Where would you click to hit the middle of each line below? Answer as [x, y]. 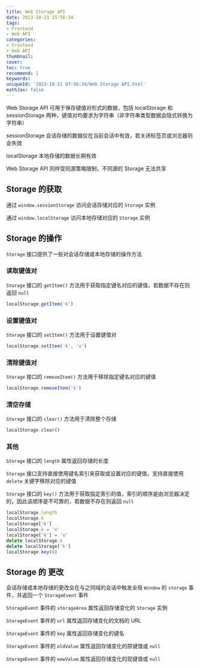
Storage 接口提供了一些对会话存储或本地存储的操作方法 [74, 254]
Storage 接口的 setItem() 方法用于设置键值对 [61, 334]
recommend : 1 [22, 73]
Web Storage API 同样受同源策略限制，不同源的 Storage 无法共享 [86, 168]
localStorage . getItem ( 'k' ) [40, 304]
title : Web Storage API [36, 12]
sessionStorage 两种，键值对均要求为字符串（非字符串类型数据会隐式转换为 [100, 115]
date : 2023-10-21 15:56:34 [40, 17]
